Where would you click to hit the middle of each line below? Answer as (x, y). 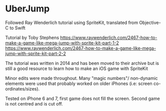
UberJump (27, 9)
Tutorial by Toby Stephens (32, 37)
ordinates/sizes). (22, 88)
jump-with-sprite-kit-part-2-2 (36, 53)
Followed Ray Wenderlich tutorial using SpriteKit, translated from (72, 22)
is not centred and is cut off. (34, 103)
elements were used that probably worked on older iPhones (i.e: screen (79, 83)
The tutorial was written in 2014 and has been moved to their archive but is (82, 63)
